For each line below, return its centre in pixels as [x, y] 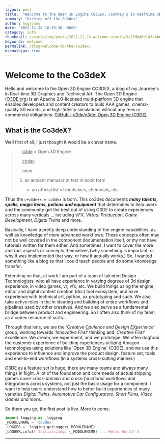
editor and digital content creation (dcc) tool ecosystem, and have [72, 292]
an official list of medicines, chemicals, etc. [75, 190]
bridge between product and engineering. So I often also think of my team [80, 312]
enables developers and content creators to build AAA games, [68, 104]
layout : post [18, 10]
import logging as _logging [34, 418]
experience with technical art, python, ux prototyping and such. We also [78, 297]
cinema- [140, 104]
